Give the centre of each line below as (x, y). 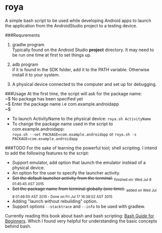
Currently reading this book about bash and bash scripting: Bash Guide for (80, 216)
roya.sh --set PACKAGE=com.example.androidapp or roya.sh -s (74, 134)
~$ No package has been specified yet (44, 98)
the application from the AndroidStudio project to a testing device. (71, 25)
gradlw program (28, 44)
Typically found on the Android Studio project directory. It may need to (83, 50)
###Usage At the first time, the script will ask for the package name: (73, 94)
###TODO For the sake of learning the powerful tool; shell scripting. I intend (81, 148)
